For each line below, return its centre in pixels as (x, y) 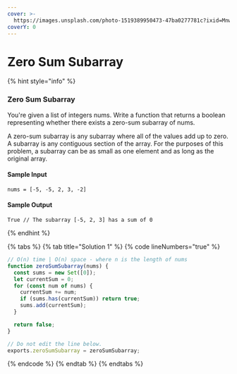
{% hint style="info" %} (42, 81)
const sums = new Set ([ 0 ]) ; (55, 273)
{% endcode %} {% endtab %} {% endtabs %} (75, 364)
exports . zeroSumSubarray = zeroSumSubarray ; (74, 350)
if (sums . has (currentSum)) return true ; (80, 299)
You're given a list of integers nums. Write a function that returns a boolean (116, 115)
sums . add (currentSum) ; (53, 306)
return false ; (34, 325)
